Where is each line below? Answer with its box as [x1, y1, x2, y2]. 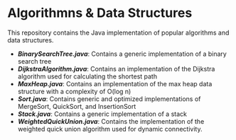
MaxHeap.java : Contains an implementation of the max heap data [17, 79, 213, 88]
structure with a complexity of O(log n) [17, 87, 132, 95]
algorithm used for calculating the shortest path [17, 72, 158, 81]
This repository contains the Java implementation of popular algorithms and [7, 28, 230, 37]
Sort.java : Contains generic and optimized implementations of [17, 94, 201, 103]
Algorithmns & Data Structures [7, 5, 193, 21]
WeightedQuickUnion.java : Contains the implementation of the [17, 117, 205, 125]
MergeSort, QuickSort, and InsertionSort [17, 102, 136, 110]
